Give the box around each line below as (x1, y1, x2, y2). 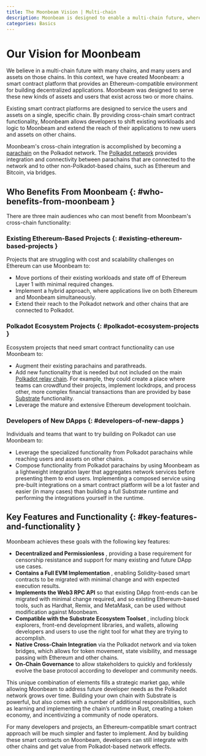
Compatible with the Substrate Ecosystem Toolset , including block (15, 614, 189, 622)
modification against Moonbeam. (15, 608, 99, 616)
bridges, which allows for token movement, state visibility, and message (15, 647, 197, 654)
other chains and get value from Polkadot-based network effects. (6, 743, 172, 750)
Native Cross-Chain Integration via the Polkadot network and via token (15, 641, 197, 648)
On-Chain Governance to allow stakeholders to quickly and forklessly (15, 660, 193, 668)
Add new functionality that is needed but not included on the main (15, 368, 183, 376)
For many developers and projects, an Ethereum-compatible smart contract (6, 723, 197, 730)
